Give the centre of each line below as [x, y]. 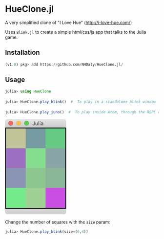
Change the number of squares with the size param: [58, 222]
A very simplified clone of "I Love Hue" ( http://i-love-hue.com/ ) [69, 22]
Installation [22, 53]
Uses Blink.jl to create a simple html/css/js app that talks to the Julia [76, 32]
